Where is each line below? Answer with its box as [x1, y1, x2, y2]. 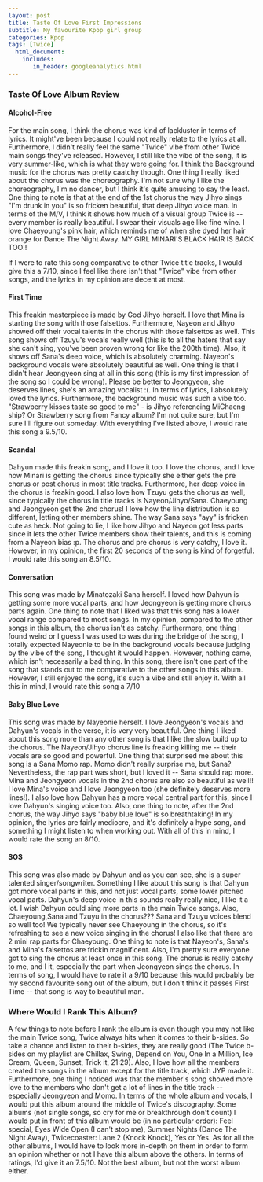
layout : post [8, 11, 51, 20]
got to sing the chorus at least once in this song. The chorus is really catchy [8, 953, 254, 963]
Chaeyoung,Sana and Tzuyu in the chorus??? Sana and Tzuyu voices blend [8, 911, 251, 921]
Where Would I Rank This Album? [8, 1006, 138, 1017]
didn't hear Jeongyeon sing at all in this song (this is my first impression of [8, 369, 250, 378]
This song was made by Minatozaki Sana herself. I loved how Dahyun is [8, 590, 239, 599]
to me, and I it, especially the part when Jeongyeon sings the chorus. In [8, 961, 239, 971]
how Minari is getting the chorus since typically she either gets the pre [8, 471, 236, 481]
